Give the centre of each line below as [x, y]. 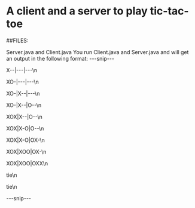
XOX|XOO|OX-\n [26, 151]
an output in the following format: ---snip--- [60, 58]
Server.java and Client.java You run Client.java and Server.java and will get [97, 52]
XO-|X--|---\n [23, 93]
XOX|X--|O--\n [25, 117]
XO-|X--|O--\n [24, 105]
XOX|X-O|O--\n [25, 128]
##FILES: [17, 40]
